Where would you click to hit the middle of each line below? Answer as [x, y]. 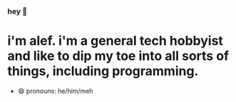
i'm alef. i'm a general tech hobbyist [115, 41]
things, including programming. [103, 71]
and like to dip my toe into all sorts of [118, 56]
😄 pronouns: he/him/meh [56, 91]
